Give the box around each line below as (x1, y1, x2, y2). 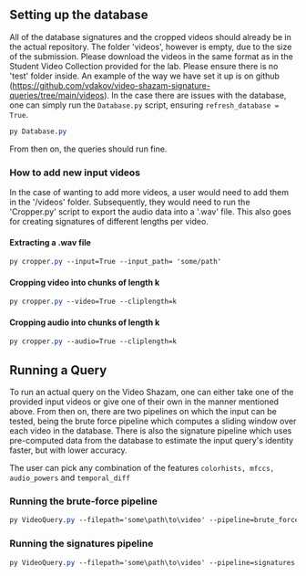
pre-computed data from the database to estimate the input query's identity (9, 435, 294, 446)
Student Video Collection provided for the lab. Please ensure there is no (9, 60, 279, 71)
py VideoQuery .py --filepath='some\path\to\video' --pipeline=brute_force (9, 516, 300, 525)
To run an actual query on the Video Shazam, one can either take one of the (9, 387, 294, 398)
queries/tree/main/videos (9, 89, 105, 100)
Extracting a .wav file (9, 236, 91, 247)
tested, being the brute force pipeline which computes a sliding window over (9, 415, 297, 427)
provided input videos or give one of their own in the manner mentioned (9, 396, 280, 407)
